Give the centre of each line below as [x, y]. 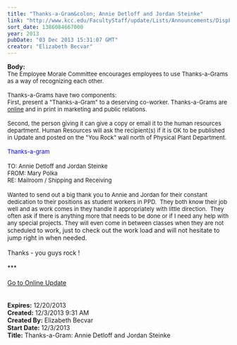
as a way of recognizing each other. [56, 81]
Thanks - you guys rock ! [44, 253]
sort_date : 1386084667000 [45, 27]
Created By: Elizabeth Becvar [50, 320]
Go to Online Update [37, 283]
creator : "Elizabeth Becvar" [50, 47]
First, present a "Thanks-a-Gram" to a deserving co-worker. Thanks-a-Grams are [117, 102]
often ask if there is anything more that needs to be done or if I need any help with [118, 216]
